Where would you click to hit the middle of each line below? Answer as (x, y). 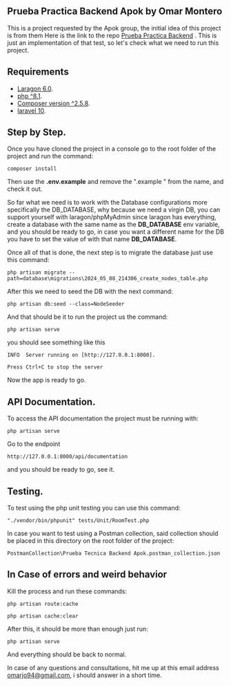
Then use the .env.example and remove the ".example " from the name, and (115, 182)
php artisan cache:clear (43, 616)
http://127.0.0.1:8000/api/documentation (68, 457)
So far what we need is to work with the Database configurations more (108, 203)
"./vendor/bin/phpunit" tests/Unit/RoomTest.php (78, 521)
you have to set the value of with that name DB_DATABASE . (92, 239)
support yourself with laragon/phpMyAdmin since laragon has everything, (112, 217)
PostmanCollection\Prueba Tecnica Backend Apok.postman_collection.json (114, 554)
